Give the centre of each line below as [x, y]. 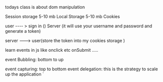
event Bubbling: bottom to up [34, 60]
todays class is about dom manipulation [45, 7]
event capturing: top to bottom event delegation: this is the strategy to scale [81, 69]
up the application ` [24, 74]
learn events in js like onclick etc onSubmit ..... [52, 50]
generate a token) [23, 31]
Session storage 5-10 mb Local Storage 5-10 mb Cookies [62, 16]
